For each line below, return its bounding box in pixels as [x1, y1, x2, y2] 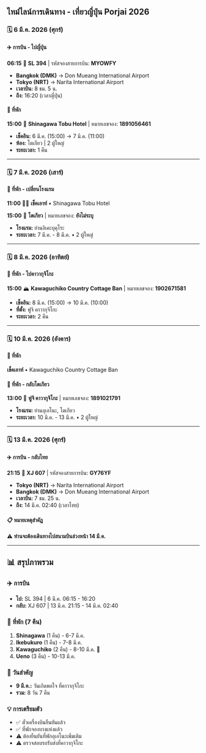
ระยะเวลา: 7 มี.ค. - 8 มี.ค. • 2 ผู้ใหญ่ [15, 231, 94, 238]
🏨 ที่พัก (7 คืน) [7, 618, 42, 627]
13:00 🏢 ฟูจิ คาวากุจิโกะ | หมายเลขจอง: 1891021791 [7, 395, 121, 402]
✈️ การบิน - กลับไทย [7, 453, 48, 461]
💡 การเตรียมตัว [7, 705, 42, 713]
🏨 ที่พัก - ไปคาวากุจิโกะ [7, 270, 54, 277]
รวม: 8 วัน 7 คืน [15, 689, 51, 696]
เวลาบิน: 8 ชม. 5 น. [15, 85, 57, 92]
